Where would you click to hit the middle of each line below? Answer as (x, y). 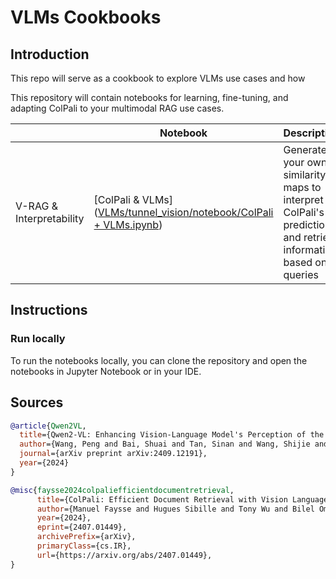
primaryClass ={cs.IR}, (84, 546)
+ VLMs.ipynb (126, 224)
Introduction (50, 54)
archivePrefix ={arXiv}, (86, 537)
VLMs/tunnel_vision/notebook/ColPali (185, 212)
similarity (305, 174)
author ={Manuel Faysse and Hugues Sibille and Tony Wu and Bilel (175, 509)
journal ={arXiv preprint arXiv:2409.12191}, (113, 454)
